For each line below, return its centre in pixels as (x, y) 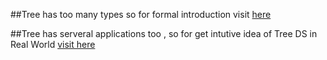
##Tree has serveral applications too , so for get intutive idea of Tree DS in (164, 33)
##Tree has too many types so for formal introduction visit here (141, 14)
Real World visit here (53, 44)
